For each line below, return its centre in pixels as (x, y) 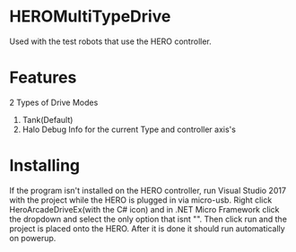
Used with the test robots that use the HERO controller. (111, 41)
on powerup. (33, 238)
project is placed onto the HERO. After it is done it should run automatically (147, 228)
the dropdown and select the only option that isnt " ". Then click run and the (148, 219)
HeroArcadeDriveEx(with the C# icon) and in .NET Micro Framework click (144, 209)
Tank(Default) (48, 119)
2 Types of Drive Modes (54, 102)
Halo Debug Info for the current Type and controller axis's (129, 129)
